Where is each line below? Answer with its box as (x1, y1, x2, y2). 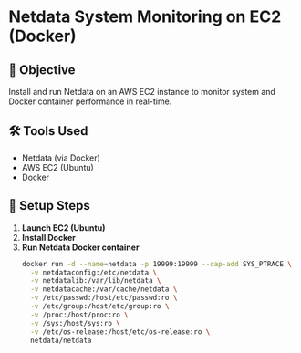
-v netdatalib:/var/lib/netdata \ (30, 276, 161, 286)
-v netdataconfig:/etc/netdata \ (30, 267, 158, 277)
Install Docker (21, 232, 77, 243)
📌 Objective (8, 62, 76, 78)
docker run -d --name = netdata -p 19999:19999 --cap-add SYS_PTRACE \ (21, 259, 293, 268)
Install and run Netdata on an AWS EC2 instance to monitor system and (8, 87, 275, 97)
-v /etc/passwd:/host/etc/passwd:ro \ (30, 294, 178, 303)
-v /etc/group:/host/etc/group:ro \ (30, 302, 170, 311)
